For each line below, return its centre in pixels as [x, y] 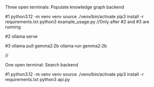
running [13, 27]
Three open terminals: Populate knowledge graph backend [65, 7]
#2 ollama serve [21, 36]
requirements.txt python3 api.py [38, 79]
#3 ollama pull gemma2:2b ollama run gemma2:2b [56, 46]
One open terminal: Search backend [42, 65]
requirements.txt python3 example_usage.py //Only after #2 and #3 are [77, 22]
